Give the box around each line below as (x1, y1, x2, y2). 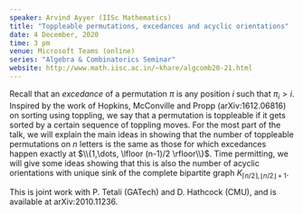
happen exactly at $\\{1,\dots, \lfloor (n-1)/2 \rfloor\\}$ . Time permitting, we (9, 148, 289, 159)
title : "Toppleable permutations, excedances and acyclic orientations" (9, 22, 289, 31)
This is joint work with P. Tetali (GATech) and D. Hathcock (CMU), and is (9, 187, 278, 198)
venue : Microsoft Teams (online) (9, 47, 136, 56)
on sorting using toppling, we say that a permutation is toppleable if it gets (9, 109, 287, 120)
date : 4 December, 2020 (9, 30, 99, 39)
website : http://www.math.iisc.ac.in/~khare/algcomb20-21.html (9, 64, 253, 73)
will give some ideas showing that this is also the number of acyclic (9, 157, 260, 168)
